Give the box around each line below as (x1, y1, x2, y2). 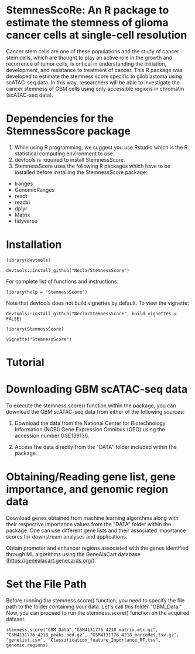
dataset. (6, 615, 26, 622)
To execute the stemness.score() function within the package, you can (6, 402, 176, 409)
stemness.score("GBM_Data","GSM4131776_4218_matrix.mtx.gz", (6, 626, 159, 633)
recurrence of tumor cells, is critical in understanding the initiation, (6, 60, 167, 67)
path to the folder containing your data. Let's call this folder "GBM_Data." (6, 603, 182, 610)
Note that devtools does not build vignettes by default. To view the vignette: (6, 299, 189, 306)
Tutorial (6, 356, 45, 369)
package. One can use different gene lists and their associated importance (6, 527, 186, 534)
